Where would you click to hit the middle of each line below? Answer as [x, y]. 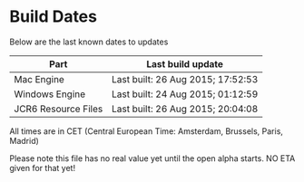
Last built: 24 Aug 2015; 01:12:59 [185, 94]
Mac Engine [39, 79]
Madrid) [24, 140]
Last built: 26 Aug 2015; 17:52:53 [185, 79]
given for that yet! [42, 168]
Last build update [185, 63]
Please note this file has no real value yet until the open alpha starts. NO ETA [152, 158]
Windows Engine [50, 94]
